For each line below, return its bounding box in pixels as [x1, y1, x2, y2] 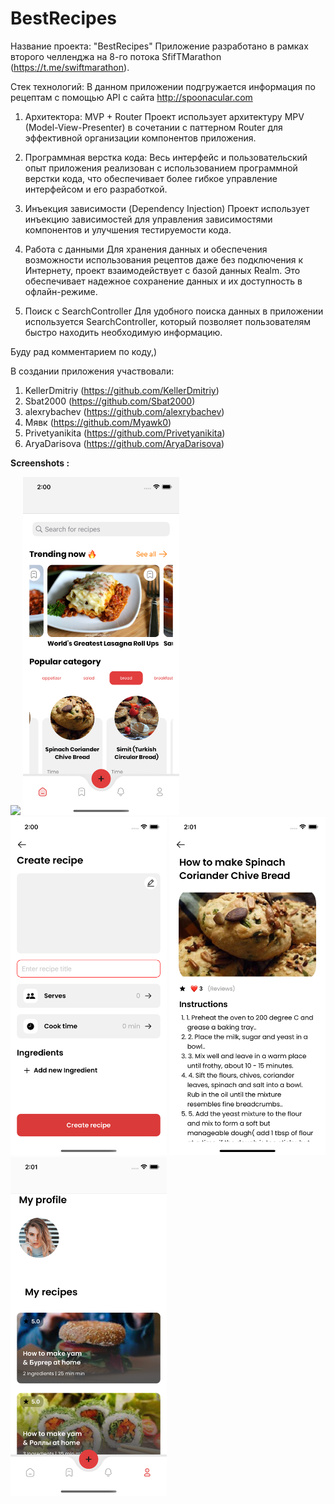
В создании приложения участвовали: [10, 365, 175, 377]
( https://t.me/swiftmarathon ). [10, 61, 130, 73]
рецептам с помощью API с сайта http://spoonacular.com [10, 91, 253, 103]
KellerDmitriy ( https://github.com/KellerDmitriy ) [24, 384, 220, 396]
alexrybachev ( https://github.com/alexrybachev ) [24, 405, 225, 417]
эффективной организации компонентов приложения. [24, 132, 257, 144]
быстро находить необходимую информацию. [24, 326, 223, 338]
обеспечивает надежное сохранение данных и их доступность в [24, 275, 303, 287]
